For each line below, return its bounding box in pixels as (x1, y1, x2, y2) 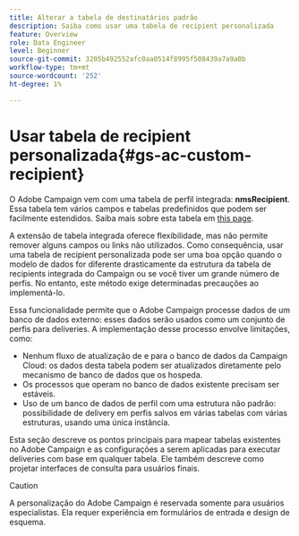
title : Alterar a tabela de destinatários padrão (9, 13, 199, 22)
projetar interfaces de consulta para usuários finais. (9, 463, 200, 473)
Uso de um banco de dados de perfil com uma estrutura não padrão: (21, 397, 277, 408)
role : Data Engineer (9, 38, 87, 47)
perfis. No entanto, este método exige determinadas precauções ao (9, 277, 260, 288)
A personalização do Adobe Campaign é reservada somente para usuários (9, 498, 285, 508)
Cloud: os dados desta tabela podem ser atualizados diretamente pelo (21, 360, 282, 370)
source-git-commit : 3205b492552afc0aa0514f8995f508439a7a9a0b (9, 55, 246, 64)
